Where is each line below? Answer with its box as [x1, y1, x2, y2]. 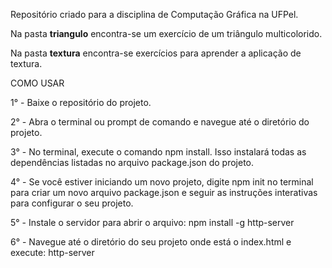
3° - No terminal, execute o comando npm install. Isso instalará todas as [10, 146, 307, 158]
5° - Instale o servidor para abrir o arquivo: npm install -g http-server [10, 217, 295, 228]
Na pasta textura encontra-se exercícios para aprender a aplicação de [10, 47, 302, 59]
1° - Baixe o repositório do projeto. [10, 97, 152, 108]
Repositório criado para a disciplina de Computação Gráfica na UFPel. [10, 9, 299, 20]
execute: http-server [10, 247, 95, 258]
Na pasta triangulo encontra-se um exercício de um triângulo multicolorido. [10, 28, 323, 39]
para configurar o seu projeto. [10, 197, 134, 209]
